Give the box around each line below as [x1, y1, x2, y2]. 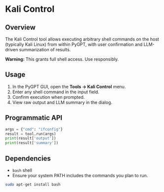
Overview [5, 23, 36, 32]
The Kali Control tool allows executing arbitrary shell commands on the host [5, 36, 160, 42]
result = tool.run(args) [5, 131, 56, 136]
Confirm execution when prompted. [12, 94, 85, 100]
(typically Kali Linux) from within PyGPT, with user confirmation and [5, 41, 143, 47]
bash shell [12, 167, 32, 173]
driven [5, 47, 18, 52]
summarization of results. [19, 47, 71, 52]
